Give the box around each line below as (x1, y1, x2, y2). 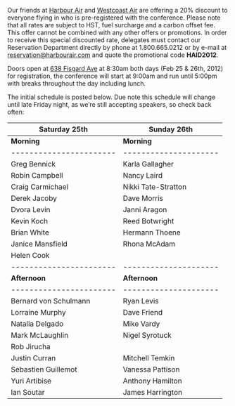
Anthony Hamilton (122, 376, 182, 386)
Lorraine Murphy (11, 308, 67, 317)
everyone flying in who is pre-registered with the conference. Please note (7, 13, 221, 22)
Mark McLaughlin (11, 330, 69, 340)
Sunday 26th (148, 124, 193, 134)
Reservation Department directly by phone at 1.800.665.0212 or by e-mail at (7, 44, 227, 51)
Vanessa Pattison (122, 365, 180, 374)
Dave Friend (122, 308, 163, 317)
